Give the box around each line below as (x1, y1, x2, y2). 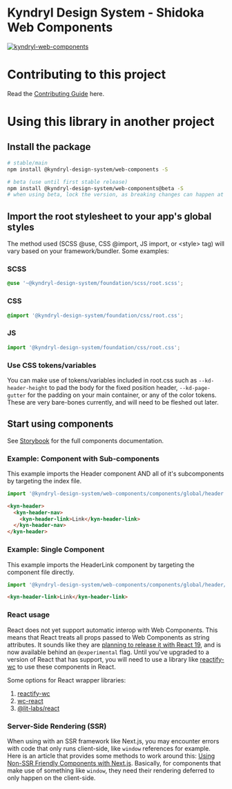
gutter (7, 392, 26, 399)
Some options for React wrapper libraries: (7, 676, 126, 684)
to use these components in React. (17, 662, 116, 671)
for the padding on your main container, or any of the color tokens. (27, 391, 217, 399)
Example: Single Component (7, 545, 105, 555)
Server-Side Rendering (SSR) (7, 721, 107, 731)
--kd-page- (179, 384, 211, 391)
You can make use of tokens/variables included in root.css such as (7, 375, 197, 384)
